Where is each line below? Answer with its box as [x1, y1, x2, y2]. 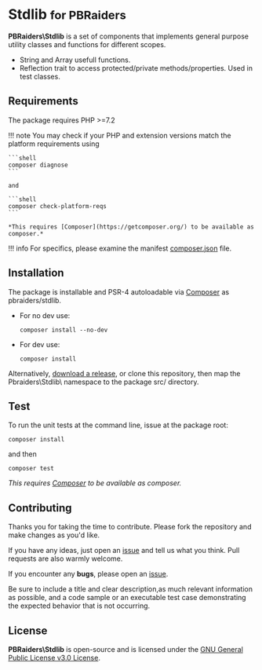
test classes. [19, 71, 60, 81]
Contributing [8, 501, 72, 514]
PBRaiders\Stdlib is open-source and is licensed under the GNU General [8, 645, 243, 654]
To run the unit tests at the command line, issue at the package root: [8, 420, 229, 430]
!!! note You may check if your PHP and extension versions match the [8, 130, 231, 140]
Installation [8, 266, 64, 280]
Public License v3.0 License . [8, 654, 100, 662]
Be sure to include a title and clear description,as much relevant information [8, 584, 253, 594]
